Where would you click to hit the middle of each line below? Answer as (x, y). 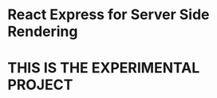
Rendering (43, 31)
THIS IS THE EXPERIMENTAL (104, 68)
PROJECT (40, 85)
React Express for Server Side (108, 15)
